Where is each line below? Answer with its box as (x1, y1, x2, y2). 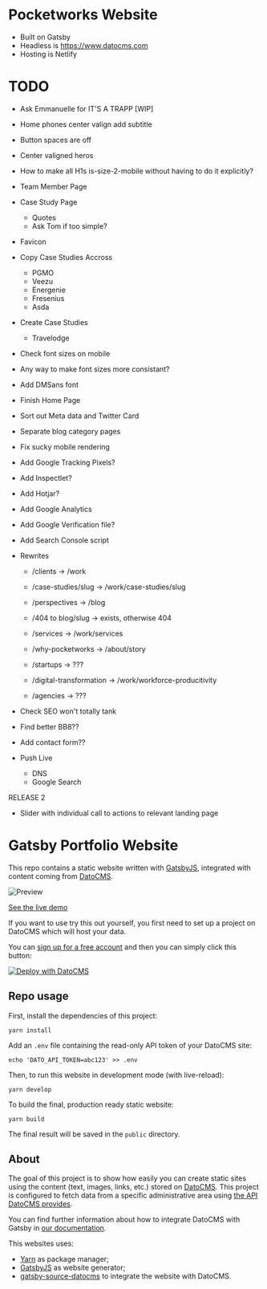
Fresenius (31, 293, 65, 303)
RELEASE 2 (8, 792, 46, 802)
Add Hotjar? (19, 488, 60, 498)
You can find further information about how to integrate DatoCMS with (8, 1214, 241, 1225)
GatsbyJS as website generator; (19, 1263, 126, 1273)
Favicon (19, 237, 47, 246)
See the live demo (8, 902, 68, 912)
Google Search (31, 777, 82, 787)
